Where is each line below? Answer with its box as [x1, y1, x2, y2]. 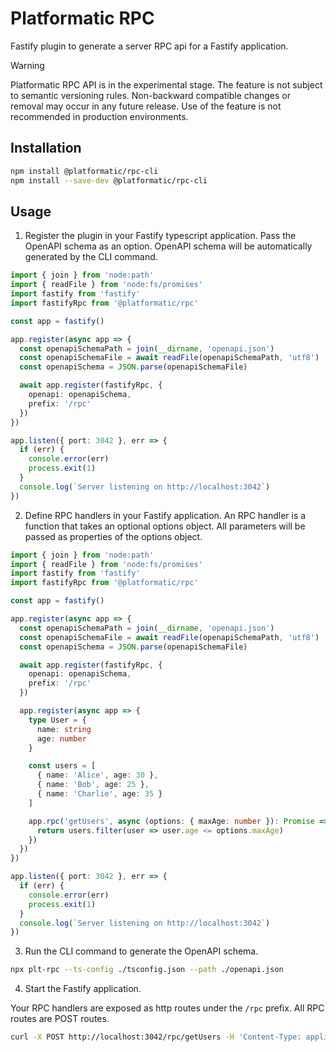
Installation [10, 140, 82, 157]
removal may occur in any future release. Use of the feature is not [10, 100, 282, 112]
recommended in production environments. [10, 110, 189, 122]
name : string [36, 724, 92, 734]
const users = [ [28, 761, 97, 771]
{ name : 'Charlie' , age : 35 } [36, 789, 163, 799]
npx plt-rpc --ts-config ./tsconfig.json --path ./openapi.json [10, 965, 284, 975]
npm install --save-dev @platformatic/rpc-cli [10, 175, 208, 186]
